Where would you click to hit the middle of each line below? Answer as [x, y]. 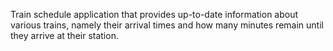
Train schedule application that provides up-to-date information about [154, 14]
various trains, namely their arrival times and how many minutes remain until [167, 25]
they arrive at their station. [64, 35]
